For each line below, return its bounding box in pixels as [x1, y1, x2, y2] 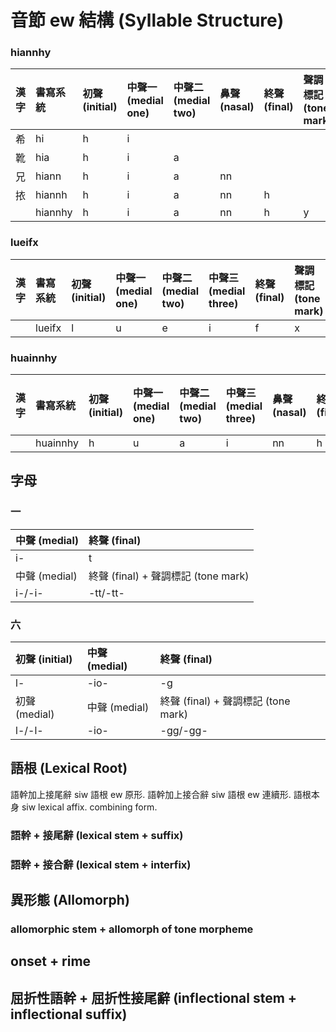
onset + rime [10, 953, 92, 970]
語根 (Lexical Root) [10, 760, 128, 777]
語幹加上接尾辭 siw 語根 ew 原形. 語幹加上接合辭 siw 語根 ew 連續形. [10, 788, 292, 800]
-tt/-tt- [88, 586, 125, 600]
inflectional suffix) [10, 1006, 128, 1023]
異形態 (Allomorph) [10, 892, 130, 909]
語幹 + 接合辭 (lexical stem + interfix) [10, 857, 192, 871]
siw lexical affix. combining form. [21, 801, 158, 813]
